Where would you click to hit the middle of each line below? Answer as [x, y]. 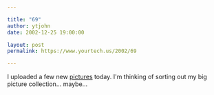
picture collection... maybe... [47, 84]
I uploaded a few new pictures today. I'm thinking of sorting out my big [107, 77]
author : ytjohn [29, 26]
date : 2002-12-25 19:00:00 [46, 32]
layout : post [26, 45]
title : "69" [24, 19]
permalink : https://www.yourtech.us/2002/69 [72, 51]
